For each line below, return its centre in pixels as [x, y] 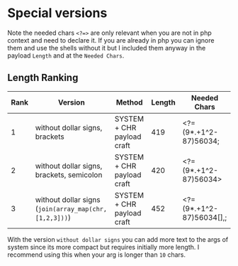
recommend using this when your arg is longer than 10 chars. [97, 255]
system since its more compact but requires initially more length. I [103, 247]
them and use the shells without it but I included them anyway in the [107, 48]
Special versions [57, 13]
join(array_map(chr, [73, 209]
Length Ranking [43, 78]
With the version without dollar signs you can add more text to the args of [118, 239]
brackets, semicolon [69, 174]
